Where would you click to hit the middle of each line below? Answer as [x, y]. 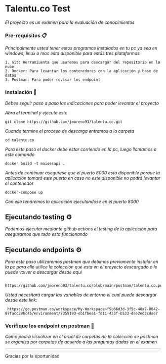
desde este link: [21, 300]
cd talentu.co [20, 140]
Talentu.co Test [38, 9]
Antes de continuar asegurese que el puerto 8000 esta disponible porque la [83, 173]
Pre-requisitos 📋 [26, 35]
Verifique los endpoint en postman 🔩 [50, 326]
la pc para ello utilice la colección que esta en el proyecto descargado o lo [81, 267]
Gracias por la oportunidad [32, 356]
